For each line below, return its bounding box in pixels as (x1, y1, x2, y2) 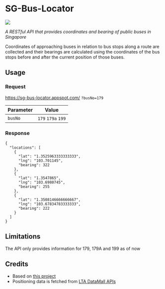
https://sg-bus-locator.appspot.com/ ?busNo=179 (5, 95, 104, 101)
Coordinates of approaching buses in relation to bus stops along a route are (5, 43, 160, 50)
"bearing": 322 (18, 162, 50, 168)
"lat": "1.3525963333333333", (18, 154, 81, 159)
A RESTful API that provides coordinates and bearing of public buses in (5, 28, 151, 35)
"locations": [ (9, 145, 41, 150)
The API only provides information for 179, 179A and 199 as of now (5, 245, 140, 251)
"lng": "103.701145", (18, 158, 63, 163)
